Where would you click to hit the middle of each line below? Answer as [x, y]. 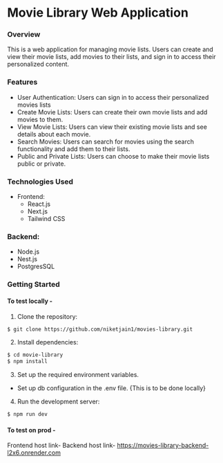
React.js [39, 204]
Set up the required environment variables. [78, 375]
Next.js [38, 211]
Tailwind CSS [46, 219]
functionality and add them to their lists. [74, 149]
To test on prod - [31, 430]
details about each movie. [54, 134]
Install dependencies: [48, 342]
